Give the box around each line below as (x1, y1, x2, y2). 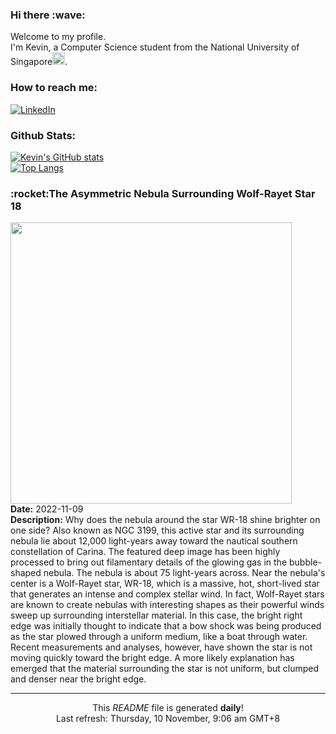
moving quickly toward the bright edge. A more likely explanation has (10, 652, 295, 664)
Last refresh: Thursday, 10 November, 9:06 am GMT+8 (55, 713, 281, 725)
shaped (10, 567, 42, 579)
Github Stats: (10, 128, 77, 142)
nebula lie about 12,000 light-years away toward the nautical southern (10, 535, 298, 547)
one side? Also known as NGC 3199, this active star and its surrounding (10, 524, 305, 537)
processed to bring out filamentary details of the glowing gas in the (10, 556, 288, 568)
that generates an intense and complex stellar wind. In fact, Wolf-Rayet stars (10, 588, 325, 600)
